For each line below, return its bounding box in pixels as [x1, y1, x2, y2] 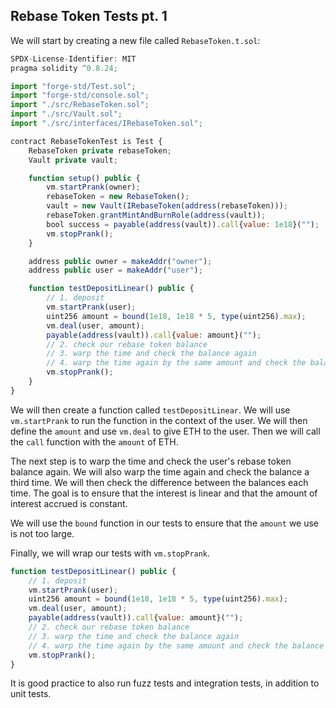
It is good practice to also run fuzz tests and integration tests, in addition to [10, 677, 320, 689]
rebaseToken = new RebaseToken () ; [46, 192, 190, 202]
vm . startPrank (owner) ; [46, 182, 141, 193]
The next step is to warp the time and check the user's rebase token [10, 455, 292, 467]
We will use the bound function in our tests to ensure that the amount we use [10, 517, 320, 529]
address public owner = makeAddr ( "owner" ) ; [28, 256, 213, 266]
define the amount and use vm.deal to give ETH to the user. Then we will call [10, 425, 321, 437]
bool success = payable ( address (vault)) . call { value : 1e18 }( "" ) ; [46, 219, 320, 229]
